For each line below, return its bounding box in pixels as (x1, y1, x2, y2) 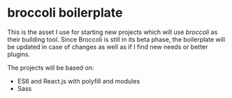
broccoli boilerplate (7, 5, 123, 21)
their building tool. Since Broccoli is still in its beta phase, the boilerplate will (7, 35, 226, 43)
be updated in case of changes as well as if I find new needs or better (7, 42, 208, 51)
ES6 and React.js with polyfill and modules (17, 76, 140, 85)
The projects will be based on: (7, 63, 94, 72)
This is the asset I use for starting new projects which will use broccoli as (7, 28, 218, 36)
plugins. (7, 50, 30, 58)
